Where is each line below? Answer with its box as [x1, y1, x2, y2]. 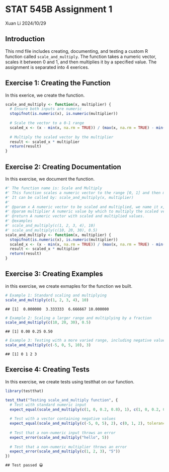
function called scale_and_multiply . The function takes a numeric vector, [5, 53, 157, 59]
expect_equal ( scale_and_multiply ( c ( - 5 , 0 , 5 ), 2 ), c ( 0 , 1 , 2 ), [10, 421, 145, 426]
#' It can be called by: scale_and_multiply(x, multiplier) [5, 195, 134, 200]
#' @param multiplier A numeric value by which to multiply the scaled [5, 209, 158, 214]
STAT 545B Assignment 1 [5, 4, 113, 15]
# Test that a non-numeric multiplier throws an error [10, 444, 127, 449]
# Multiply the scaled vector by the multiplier [10, 134, 114, 139]
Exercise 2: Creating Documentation [5, 163, 122, 171]
